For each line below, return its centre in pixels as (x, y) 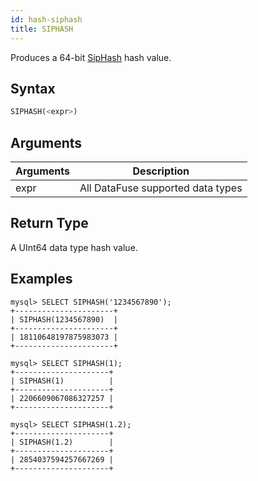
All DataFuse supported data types (161, 188)
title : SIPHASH (42, 29)
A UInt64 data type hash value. (74, 247)
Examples (41, 279)
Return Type (49, 223)
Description (161, 171)
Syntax (33, 88)
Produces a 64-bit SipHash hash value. (91, 57)
